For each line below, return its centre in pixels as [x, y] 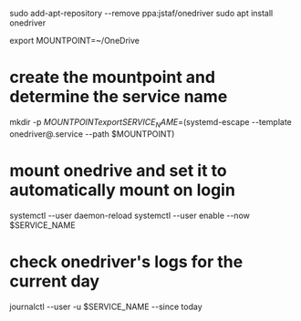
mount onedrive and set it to [118, 170]
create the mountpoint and [113, 78]
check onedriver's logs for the [126, 261]
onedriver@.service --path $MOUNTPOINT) [92, 134]
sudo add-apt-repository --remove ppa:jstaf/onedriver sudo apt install [141, 13]
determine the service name [119, 97]
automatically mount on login [122, 190]
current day [55, 281]
